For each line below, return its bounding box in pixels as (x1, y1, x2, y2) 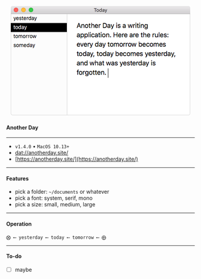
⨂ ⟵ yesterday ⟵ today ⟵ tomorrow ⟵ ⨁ (6, 234, 106, 241)
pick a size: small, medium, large (14, 201, 96, 208)
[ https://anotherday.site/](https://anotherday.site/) (14, 155, 139, 163)
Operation (6, 220, 32, 227)
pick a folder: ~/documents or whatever (14, 188, 109, 196)
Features (6, 175, 29, 182)
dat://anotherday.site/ (14, 149, 69, 157)
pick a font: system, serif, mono (14, 194, 93, 202)
